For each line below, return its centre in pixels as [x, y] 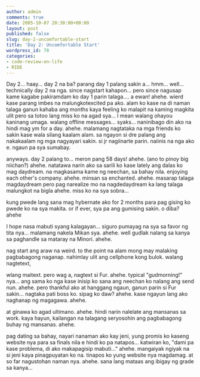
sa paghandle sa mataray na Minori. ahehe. [59, 239]
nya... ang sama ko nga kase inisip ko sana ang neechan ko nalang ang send [100, 282]
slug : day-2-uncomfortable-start [48, 39]
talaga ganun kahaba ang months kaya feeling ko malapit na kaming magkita [100, 109]
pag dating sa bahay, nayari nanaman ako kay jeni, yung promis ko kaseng [98, 336]
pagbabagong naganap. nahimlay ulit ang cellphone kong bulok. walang [95, 257]
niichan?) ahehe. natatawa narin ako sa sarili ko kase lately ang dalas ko [95, 165]
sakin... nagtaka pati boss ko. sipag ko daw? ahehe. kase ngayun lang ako [97, 294]
